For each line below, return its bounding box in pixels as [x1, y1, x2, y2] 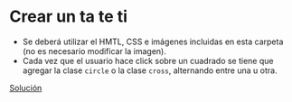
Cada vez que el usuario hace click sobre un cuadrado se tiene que [22, 55, 274, 66]
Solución [9, 82, 42, 93]
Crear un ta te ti [9, 6, 128, 27]
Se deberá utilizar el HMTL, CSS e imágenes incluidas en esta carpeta [22, 36, 284, 47]
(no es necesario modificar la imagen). [22, 45, 167, 56]
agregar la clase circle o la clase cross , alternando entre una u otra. [22, 65, 278, 76]
